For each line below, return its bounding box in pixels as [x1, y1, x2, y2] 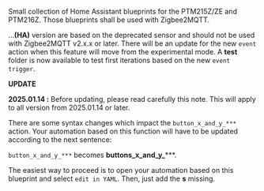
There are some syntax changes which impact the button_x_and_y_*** [8, 118, 237, 127]
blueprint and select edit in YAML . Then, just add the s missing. [8, 174, 216, 183]
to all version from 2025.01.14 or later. [8, 103, 130, 112]
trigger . [8, 64, 36, 73]
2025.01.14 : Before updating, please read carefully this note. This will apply [8, 95, 257, 103]
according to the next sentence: [8, 135, 112, 144]
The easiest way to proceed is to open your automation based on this [8, 166, 234, 174]
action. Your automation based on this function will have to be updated [8, 126, 239, 136]
